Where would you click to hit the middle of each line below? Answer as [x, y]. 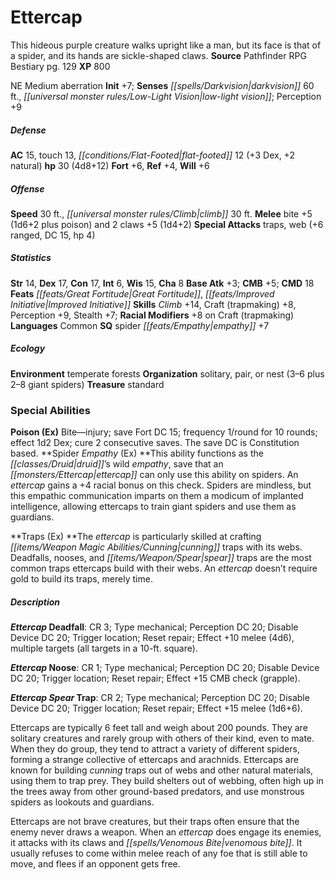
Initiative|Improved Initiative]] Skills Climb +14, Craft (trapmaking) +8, [153, 304]
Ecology [28, 348]
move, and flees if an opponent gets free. [95, 864]
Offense [27, 188]
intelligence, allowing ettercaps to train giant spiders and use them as [153, 507]
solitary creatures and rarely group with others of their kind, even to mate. [162, 738]
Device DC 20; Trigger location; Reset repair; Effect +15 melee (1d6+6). [156, 708]
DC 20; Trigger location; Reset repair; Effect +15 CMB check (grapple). [155, 678]
